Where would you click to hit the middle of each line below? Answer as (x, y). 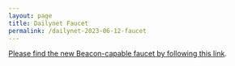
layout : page (30, 16)
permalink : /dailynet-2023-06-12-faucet (78, 31)
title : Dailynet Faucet (49, 23)
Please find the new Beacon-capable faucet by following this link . (117, 54)
